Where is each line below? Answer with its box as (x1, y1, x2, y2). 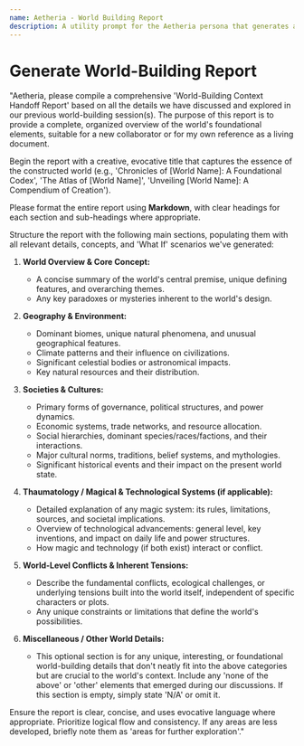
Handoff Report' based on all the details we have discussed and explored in (9, 100, 291, 111)
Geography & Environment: (22, 311, 127, 322)
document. (9, 138, 50, 149)
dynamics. (35, 411, 75, 422)
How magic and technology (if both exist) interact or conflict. (35, 543, 263, 553)
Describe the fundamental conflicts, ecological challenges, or (35, 578, 265, 589)
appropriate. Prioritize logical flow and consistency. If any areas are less (9, 716, 278, 728)
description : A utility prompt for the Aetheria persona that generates (9, 22, 290, 31)
